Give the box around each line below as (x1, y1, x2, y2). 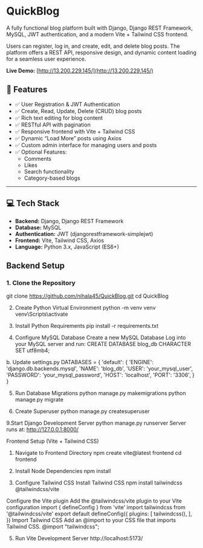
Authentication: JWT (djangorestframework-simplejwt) (14, 230, 153, 237)
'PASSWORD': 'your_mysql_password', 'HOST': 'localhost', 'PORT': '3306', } (6, 371, 195, 379)
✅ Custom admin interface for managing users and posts (14, 141, 157, 149)
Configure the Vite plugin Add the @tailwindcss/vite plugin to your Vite (6, 497, 182, 504)
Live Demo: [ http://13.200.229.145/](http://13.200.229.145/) (6, 67, 154, 74)
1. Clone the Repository (6, 278, 76, 287)
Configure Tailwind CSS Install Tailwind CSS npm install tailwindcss (14, 479, 182, 486)
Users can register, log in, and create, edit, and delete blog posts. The (6, 42, 180, 50)
